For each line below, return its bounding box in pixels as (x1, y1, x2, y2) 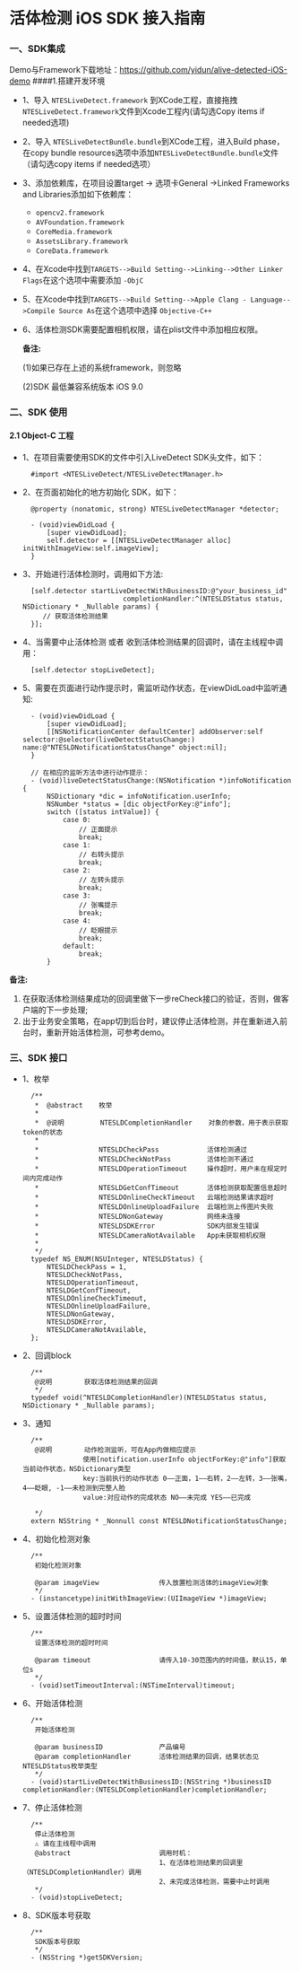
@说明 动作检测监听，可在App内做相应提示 (34, 1445, 197, 1454)
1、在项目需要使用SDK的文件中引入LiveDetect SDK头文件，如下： (21, 451, 264, 462)
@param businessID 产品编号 (34, 1742, 186, 1751)
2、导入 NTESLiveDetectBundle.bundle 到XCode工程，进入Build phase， (21, 136, 285, 147)
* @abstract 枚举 (34, 1100, 113, 1109)
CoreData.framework (35, 247, 109, 256)
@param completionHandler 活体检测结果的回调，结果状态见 (34, 1752, 260, 1761)
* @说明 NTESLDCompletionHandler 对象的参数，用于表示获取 (34, 1118, 289, 1127)
